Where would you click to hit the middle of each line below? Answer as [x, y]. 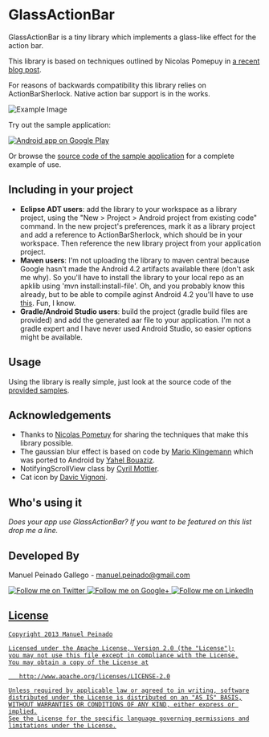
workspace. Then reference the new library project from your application [141, 243]
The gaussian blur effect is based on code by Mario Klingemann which [137, 452]
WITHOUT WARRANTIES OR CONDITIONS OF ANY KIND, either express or [122, 704]
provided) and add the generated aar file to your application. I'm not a [135, 320]
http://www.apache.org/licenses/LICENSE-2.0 [95, 676]
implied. [23, 711]
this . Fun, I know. [48, 303]
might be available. [51, 337]
